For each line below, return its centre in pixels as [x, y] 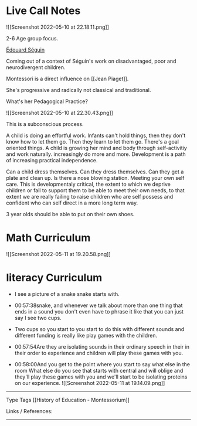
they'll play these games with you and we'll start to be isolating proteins [101, 377]
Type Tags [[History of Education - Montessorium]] [68, 400]
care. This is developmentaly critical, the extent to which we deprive [89, 184]
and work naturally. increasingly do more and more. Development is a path [96, 154]
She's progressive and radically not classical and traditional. [79, 90]
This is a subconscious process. [45, 124]
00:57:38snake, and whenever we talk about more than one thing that [98, 305]
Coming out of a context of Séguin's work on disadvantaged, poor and [91, 61]
